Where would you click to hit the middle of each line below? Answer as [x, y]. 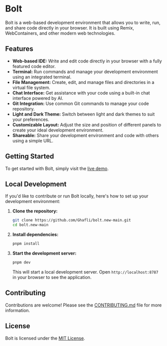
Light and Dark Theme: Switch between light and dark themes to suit [83, 114]
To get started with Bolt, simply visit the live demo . [57, 168]
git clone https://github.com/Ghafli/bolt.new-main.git [72, 220]
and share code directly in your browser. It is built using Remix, [70, 27]
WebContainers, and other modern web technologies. [60, 33]
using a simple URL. [33, 140]
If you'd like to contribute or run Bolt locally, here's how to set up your [77, 196]
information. [18, 310]
